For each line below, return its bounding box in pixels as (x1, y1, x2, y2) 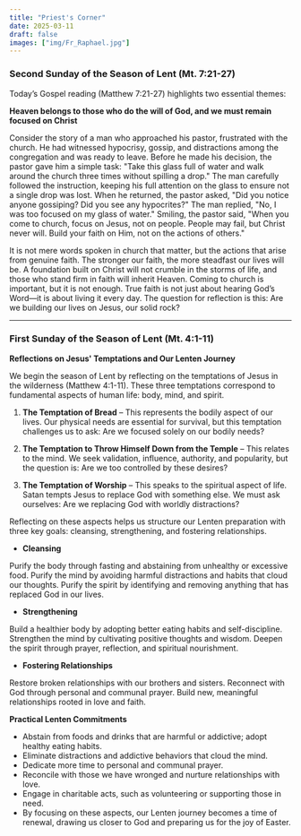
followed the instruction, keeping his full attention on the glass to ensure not (9, 180, 289, 191)
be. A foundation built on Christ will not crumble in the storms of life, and (9, 263, 278, 274)
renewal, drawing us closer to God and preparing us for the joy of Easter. (21, 816, 291, 827)
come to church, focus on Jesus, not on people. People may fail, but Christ (9, 218, 286, 228)
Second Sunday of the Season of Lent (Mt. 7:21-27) (9, 68, 236, 81)
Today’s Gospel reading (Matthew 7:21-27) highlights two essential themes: (9, 88, 287, 99)
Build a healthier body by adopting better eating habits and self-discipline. (9, 624, 283, 634)
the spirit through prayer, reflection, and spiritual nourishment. (9, 642, 239, 653)
